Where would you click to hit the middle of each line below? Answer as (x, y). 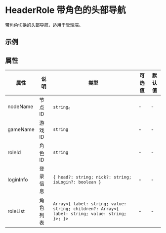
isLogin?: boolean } (77, 182)
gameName (21, 129)
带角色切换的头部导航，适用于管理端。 (44, 25)
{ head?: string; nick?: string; (92, 177)
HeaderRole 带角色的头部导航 (65, 10)
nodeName (21, 107)
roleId (14, 153)
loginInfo (18, 180)
